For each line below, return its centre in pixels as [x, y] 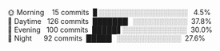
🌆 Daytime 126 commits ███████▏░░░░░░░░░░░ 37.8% [110, 21]
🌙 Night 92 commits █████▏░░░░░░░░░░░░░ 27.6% [106, 38]
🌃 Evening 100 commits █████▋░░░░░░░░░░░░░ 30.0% [110, 29]
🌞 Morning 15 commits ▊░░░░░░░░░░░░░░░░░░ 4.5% [109, 12]
